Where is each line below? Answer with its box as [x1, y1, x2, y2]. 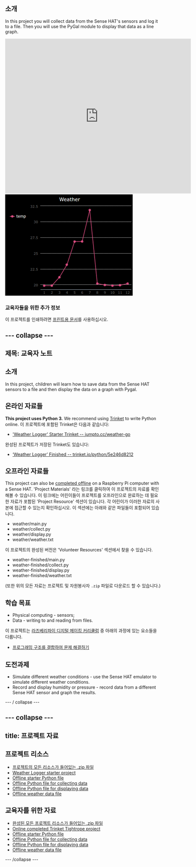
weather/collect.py [12, 526, 51, 532]
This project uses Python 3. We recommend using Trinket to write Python [5, 415, 156, 421]
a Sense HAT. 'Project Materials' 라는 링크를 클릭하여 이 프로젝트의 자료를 [5, 486, 150, 492]
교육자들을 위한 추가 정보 [5, 304, 60, 311]
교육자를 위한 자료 [5, 806, 56, 814]
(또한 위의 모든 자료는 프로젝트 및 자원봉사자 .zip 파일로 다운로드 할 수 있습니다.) [5, 583, 161, 589]
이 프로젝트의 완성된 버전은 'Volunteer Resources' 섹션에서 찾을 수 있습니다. [5, 547, 153, 553]
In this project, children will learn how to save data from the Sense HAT [5, 381, 150, 387]
